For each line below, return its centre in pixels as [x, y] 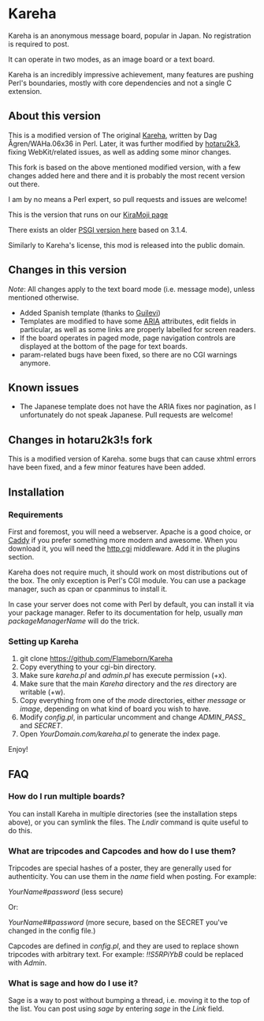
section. [21, 556]
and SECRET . [41, 726]
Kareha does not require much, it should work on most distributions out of [128, 572]
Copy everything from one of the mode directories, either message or [133, 701]
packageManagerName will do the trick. [74, 621]
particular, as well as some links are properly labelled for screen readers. [138, 329]
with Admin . [28, 963]
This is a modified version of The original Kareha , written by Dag [113, 135]
